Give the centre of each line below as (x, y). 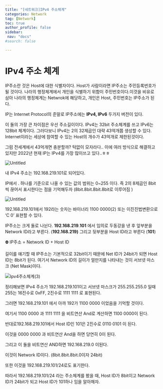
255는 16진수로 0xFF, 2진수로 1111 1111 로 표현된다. (53, 293)
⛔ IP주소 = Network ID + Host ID (37, 242)
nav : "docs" (19, 37)
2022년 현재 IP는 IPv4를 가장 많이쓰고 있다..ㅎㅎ (64, 153)
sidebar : (14, 32)
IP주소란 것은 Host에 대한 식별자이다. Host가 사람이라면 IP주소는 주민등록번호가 (81, 85)
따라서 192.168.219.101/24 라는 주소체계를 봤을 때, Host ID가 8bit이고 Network (80, 375)
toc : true (15, 23)
